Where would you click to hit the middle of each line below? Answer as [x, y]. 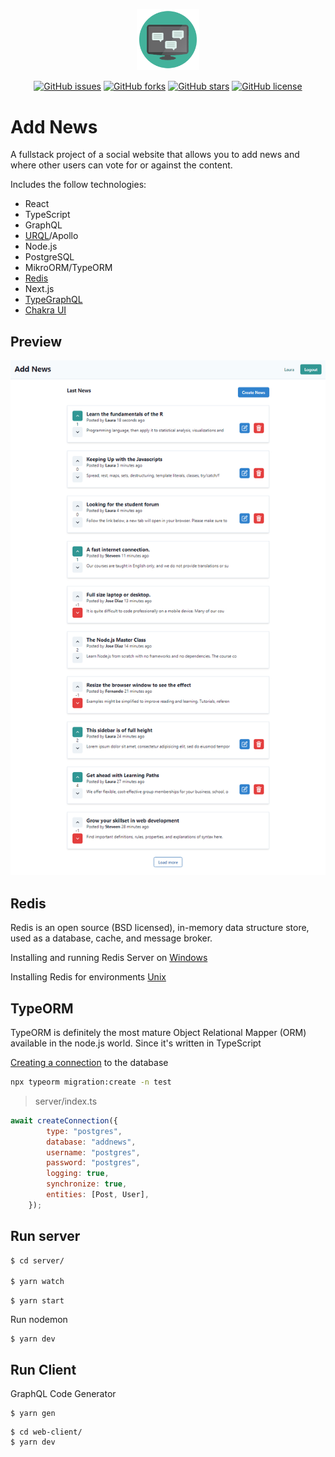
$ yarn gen [33, 1414]
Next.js [39, 289]
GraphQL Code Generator [63, 1394]
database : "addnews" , [91, 1142]
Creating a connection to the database [89, 1063]
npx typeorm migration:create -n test [91, 1082]
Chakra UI [45, 310]
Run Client [43, 1369]
